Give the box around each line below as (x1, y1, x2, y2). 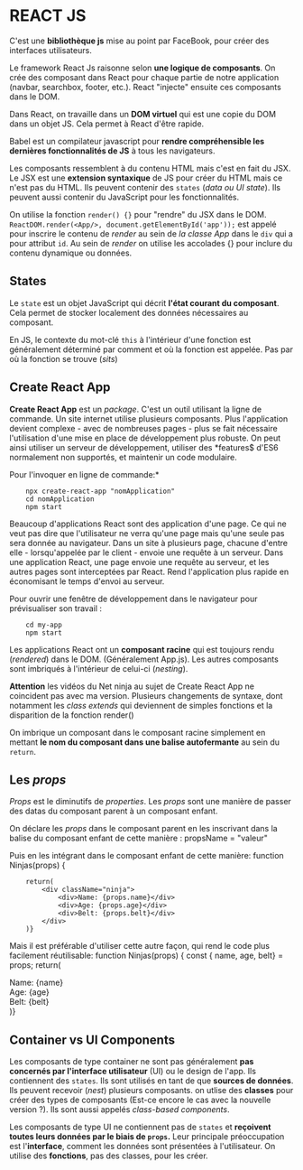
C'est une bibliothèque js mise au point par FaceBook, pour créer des (9, 35, 270, 46)
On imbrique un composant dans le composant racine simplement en (9, 727, 266, 738)
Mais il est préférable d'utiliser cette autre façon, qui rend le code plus (9, 941, 271, 952)
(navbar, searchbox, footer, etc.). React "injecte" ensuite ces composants (9, 81, 281, 92)
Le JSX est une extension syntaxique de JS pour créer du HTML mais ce (9, 172, 283, 183)
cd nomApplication (25, 494, 95, 504)
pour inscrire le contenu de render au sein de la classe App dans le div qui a (9, 227, 293, 239)
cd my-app (25, 620, 63, 629)
